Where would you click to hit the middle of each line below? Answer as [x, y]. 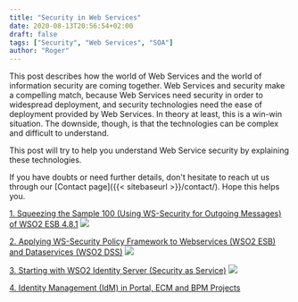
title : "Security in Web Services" [75, 17]
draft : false [33, 34]
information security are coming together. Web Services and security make [147, 86]
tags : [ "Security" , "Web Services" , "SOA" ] [91, 42]
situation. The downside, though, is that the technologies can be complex [144, 124]
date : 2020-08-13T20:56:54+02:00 [71, 26]
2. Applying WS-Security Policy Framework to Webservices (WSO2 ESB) [143, 241]
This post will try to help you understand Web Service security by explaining [149, 151]
